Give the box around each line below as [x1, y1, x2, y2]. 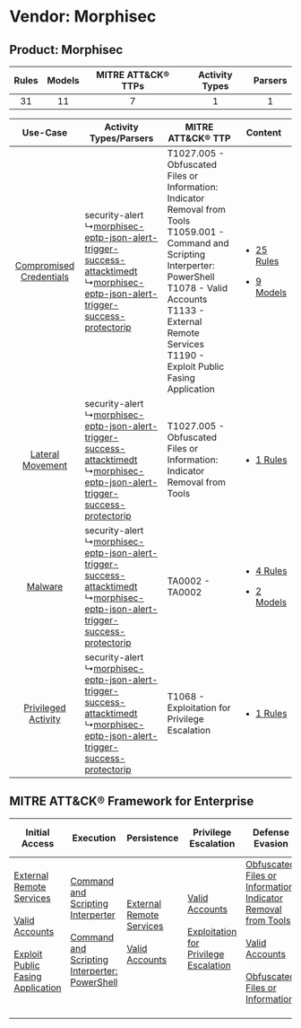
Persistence [126, 831, 179, 844]
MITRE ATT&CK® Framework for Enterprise [9, 794, 254, 809]
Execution [72, 831, 116, 844]
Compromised [14, 259, 75, 271]
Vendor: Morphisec [9, 6, 157, 27]
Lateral [30, 448, 60, 460]
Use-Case [21, 127, 68, 138]
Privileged [23, 702, 66, 714]
